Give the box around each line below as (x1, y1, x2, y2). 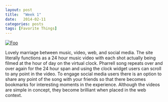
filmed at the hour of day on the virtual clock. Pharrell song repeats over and (5, 60, 163, 66)
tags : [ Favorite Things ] (5, 26, 57, 31)
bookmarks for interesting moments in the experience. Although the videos (5, 81, 160, 88)
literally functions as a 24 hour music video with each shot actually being (5, 55, 156, 61)
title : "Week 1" (5, 12, 42, 17)
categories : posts (5, 21, 44, 27)
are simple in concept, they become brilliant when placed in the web (5, 87, 146, 93)
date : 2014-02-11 (5, 17, 46, 22)
